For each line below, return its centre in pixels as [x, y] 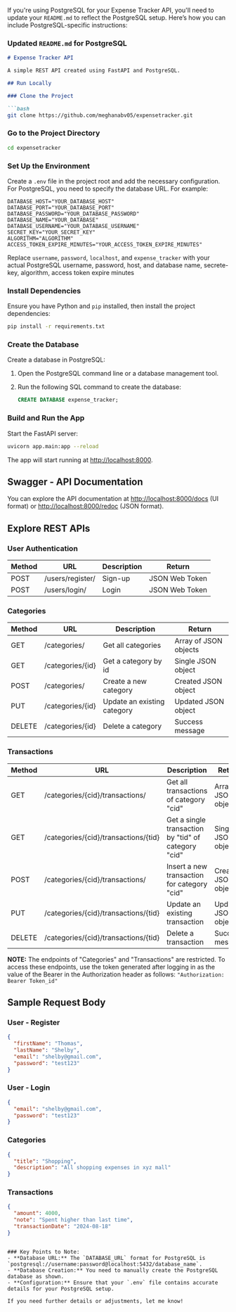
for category [187, 884]
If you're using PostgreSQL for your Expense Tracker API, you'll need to [111, 10]
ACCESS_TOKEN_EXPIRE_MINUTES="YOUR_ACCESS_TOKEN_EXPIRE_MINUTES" [105, 245]
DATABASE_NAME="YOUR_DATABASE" [53, 220]
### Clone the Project [40, 96]
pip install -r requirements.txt [56, 326]
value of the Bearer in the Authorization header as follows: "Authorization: [116, 974]
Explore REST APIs [49, 528]
